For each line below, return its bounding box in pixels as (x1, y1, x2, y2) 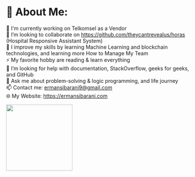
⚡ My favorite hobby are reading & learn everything (6, 56, 131, 64)
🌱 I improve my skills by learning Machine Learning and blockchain (6, 44, 168, 51)
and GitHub (6, 71, 34, 78)
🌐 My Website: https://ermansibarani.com (6, 92, 108, 99)
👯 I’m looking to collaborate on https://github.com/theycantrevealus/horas (6, 31, 186, 38)
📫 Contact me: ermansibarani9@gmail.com (6, 84, 113, 91)
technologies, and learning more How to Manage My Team (6, 49, 148, 56)
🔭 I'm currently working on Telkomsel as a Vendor (6, 25, 127, 32)
